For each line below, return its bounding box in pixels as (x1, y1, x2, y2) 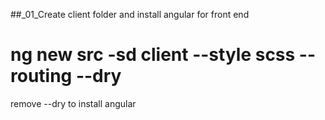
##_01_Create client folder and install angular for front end (10, 9, 250, 20)
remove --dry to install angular (10, 97, 137, 109)
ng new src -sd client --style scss (10, 44, 296, 66)
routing (10, 65, 73, 88)
